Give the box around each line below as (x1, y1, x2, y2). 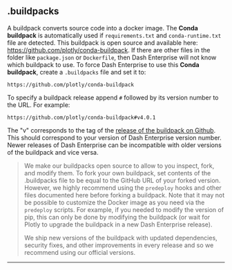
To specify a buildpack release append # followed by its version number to (7, 93, 219, 102)
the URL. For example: (7, 100, 70, 109)
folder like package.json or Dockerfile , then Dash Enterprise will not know (7, 53, 217, 61)
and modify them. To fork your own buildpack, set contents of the (23, 168, 211, 177)
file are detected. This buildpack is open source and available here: (7, 38, 198, 47)
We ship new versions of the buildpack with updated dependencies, (23, 233, 217, 242)
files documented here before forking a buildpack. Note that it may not (23, 191, 225, 199)
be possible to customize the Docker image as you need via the (23, 198, 205, 206)
